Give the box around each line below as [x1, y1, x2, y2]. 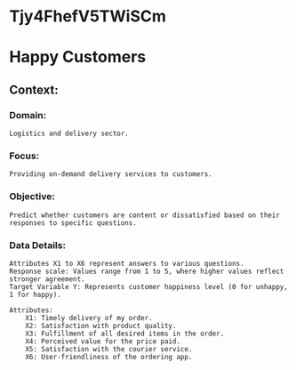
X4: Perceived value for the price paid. [25, 336, 180, 346]
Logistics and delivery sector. [9, 129, 129, 139]
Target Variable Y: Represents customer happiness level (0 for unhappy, [9, 282, 289, 291]
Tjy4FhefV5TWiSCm [9, 6, 167, 27]
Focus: [9, 149, 40, 162]
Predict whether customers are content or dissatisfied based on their [9, 211, 280, 220]
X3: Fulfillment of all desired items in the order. [25, 329, 225, 338]
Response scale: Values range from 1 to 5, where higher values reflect [9, 267, 284, 276]
